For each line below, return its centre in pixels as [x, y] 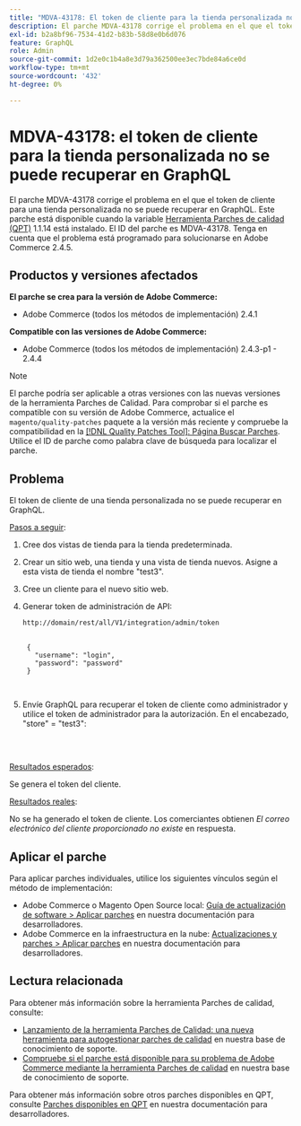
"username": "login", [75, 656]
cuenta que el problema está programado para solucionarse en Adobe [139, 238]
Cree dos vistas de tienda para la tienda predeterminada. [127, 545]
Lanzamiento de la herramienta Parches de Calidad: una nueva [138, 1029]
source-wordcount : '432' [56, 76]
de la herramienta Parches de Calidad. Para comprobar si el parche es [139, 403]
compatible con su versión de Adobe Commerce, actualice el [122, 413]
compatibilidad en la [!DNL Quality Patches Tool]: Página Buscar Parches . [145, 432]
